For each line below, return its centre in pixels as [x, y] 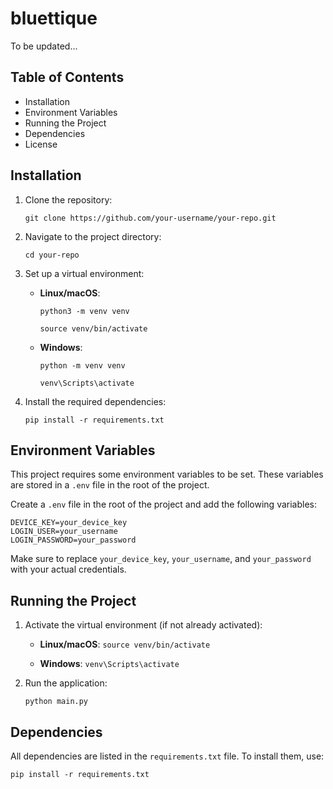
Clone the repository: [68, 199]
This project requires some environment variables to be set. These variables [167, 474]
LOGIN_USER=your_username [64, 532]
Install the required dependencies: [95, 401]
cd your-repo [52, 255]
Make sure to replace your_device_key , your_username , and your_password [161, 559]
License [41, 144]
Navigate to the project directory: [93, 236]
